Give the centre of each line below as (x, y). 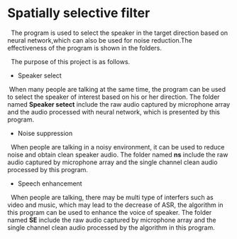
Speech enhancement (50, 184)
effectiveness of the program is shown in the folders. (84, 48)
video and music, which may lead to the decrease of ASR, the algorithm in (115, 205)
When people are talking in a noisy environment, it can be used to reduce (117, 147)
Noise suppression (45, 133)
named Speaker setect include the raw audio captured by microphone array (119, 104)
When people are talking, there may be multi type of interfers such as (112, 197)
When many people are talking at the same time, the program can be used (117, 89)
